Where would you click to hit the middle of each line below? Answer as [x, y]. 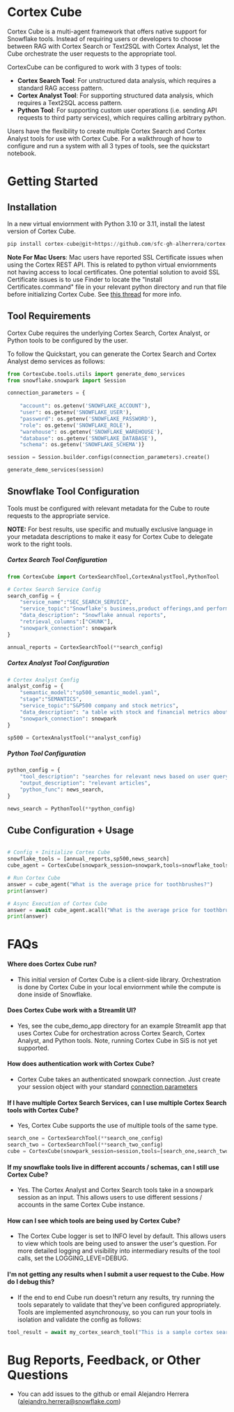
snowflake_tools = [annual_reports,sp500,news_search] [88, 859]
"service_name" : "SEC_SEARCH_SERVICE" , [76, 602]
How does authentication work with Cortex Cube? [81, 1064]
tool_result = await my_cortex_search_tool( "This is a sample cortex [110, 1332]
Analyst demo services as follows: [56, 361]
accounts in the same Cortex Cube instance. [81, 1205]
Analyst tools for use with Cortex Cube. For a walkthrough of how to [104, 138]
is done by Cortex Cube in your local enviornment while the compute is [119, 987]
